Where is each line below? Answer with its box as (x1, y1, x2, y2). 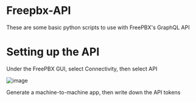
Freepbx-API (6, 4, 71, 18)
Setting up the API (6, 45, 100, 59)
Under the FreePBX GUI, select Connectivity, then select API (6, 65, 158, 72)
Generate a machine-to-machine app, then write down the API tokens (6, 89, 181, 96)
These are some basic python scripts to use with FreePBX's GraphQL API (6, 24, 190, 31)
